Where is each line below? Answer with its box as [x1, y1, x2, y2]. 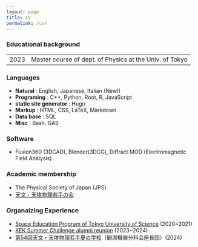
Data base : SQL [15, 113, 56, 120]
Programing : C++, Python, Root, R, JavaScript [15, 93, 132, 101]
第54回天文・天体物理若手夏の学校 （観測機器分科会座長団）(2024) [15, 234, 183, 241]
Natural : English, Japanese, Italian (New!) [15, 87, 121, 94]
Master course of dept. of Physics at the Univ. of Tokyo [31, 55, 188, 64]
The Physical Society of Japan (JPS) [15, 183, 107, 191]
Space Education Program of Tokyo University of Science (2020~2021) [15, 220, 193, 228]
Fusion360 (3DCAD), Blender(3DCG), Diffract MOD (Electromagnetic [15, 148, 186, 155]
